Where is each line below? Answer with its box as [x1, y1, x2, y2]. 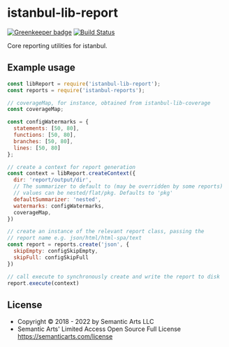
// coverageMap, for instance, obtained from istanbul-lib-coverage [7, 99, 211, 106]
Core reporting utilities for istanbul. [7, 41, 108, 50]
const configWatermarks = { [7, 119, 89, 126]
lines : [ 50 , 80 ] [13, 145, 61, 152]
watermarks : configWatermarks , [13, 202, 105, 209]
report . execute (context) [7, 279, 80, 287]
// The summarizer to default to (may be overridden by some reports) [13, 183, 223, 190]
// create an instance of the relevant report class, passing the [7, 228, 205, 235]
